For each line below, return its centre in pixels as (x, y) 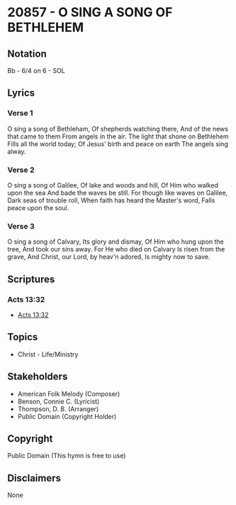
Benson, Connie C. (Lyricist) (58, 401)
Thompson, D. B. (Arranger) (58, 408)
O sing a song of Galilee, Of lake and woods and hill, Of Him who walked (113, 185)
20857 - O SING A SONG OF (90, 12)
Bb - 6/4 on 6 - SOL (36, 71)
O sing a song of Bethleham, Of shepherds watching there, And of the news (118, 129)
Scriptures (31, 279)
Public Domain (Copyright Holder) (67, 416)
